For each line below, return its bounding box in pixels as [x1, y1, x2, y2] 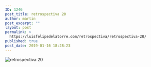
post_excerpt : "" [5, 20, 40, 26]
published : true [5, 39, 38, 44]
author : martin [5, 16, 36, 21]
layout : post [5, 25, 32, 30]
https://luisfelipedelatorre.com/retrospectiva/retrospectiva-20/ [9, 34, 147, 39]
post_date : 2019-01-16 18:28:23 [5, 43, 70, 48]
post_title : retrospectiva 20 [5, 12, 67, 17]
